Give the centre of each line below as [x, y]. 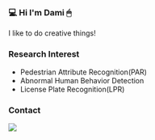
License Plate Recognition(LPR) [72, 89]
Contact [25, 110]
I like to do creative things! [52, 33]
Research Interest [44, 54]
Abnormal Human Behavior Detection [82, 80]
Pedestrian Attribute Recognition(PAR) [84, 72]
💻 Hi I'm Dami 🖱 [40, 12]
